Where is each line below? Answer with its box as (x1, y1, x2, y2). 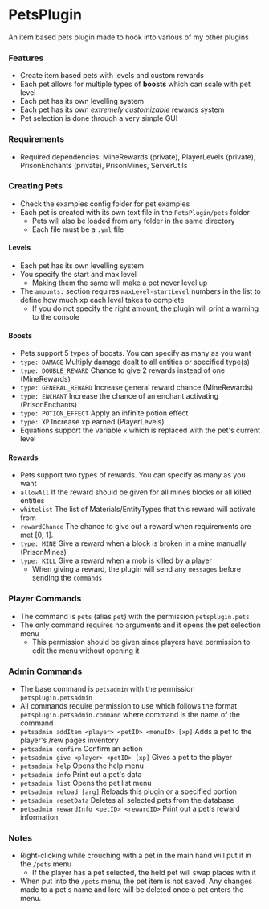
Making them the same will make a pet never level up (31, 278, 208, 287)
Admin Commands (8, 666, 83, 677)
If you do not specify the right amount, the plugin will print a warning (31, 304, 259, 313)
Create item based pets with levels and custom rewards (19, 71, 205, 81)
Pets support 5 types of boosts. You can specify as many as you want (19, 349, 251, 358)
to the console (31, 312, 80, 322)
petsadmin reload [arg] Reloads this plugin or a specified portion (19, 787, 238, 796)
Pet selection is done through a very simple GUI (19, 114, 178, 123)
